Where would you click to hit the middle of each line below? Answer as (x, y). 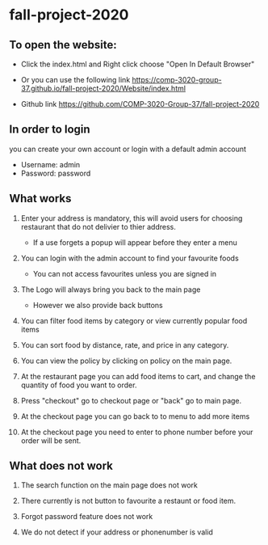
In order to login (50, 130)
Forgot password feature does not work (87, 517)
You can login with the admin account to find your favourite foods (130, 258)
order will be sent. (51, 440)
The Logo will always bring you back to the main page (111, 289)
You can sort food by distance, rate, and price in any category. (125, 344)
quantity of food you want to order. (79, 385)
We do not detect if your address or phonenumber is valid (117, 532)
